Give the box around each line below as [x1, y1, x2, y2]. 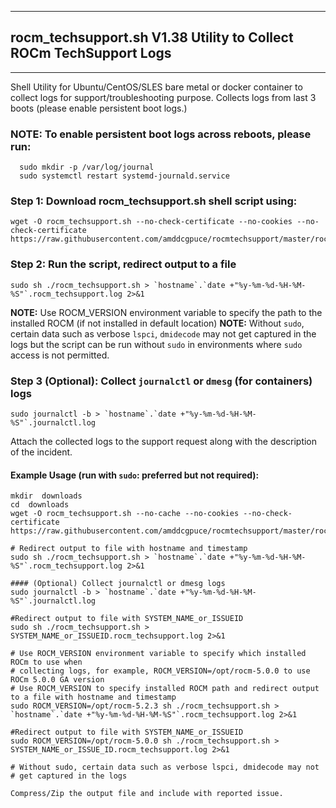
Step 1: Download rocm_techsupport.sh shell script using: [10, 194, 298, 208]
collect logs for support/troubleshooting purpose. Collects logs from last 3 [10, 91, 317, 103]
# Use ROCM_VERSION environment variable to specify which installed [10, 649, 307, 659]
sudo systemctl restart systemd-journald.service [19, 171, 230, 181]
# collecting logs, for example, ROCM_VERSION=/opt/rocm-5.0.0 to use [10, 666, 311, 676]
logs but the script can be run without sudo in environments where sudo [10, 338, 303, 350]
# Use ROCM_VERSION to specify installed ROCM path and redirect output [10, 684, 320, 694]
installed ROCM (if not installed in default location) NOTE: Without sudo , [10, 317, 305, 329]
